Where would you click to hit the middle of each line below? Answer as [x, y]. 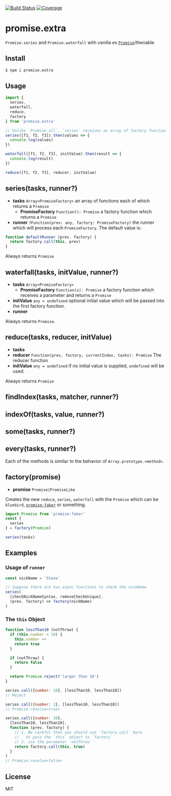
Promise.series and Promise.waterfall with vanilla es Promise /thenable [80, 42]
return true [27, 644]
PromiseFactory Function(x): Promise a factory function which [87, 289]
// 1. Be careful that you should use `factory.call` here [78, 732]
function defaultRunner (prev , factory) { [51, 237]
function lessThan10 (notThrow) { [42, 630]
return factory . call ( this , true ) [50, 747]
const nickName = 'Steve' [33, 578]
